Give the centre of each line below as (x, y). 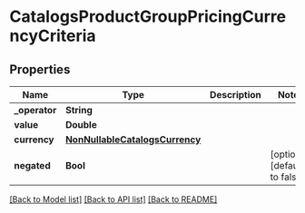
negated (33, 165)
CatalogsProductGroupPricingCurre (148, 17)
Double (81, 125)
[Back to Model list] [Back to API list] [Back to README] (113, 199)
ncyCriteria (53, 36)
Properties (40, 69)
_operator (35, 110)
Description (236, 95)
